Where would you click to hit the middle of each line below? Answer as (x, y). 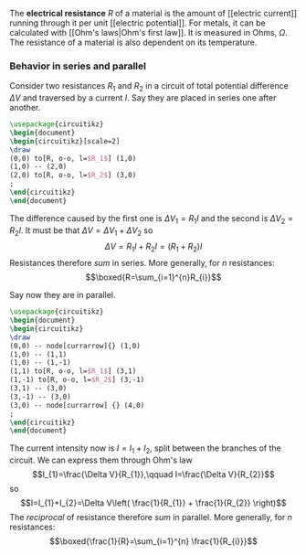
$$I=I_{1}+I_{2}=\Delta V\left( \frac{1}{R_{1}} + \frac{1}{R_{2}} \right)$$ (153, 503)
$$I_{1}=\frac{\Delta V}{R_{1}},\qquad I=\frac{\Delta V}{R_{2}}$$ (153, 475)
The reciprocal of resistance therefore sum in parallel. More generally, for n (151, 518)
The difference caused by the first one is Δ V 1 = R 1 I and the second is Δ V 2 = (152, 219)
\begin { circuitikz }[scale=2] (65, 141)
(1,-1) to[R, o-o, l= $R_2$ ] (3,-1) (77, 380)
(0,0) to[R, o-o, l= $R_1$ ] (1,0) (73, 158)
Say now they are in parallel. (63, 295)
